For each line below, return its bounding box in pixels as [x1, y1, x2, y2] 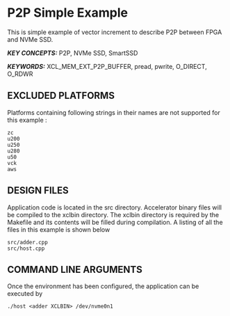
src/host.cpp [7, 245, 45, 252]
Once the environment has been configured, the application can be [7, 282, 199, 290]
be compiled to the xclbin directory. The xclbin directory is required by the [7, 210, 220, 219]
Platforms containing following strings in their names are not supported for [7, 108, 220, 116]
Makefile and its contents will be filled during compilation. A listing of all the [7, 218, 224, 226]
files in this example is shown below [7, 225, 110, 234]
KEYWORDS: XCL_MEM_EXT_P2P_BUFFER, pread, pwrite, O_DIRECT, [7, 62, 207, 70]
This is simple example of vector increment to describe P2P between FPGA [7, 28, 222, 36]
